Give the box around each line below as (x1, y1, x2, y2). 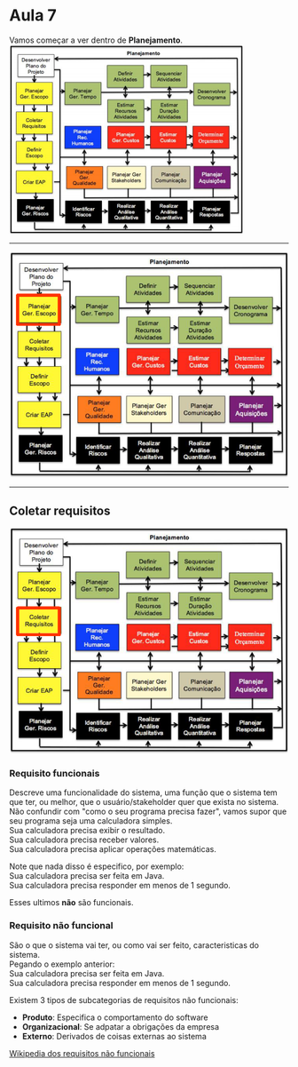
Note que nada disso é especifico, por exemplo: (9, 861, 184, 872)
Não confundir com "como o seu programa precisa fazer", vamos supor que (9, 806, 287, 817)
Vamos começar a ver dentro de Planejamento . (9, 35, 184, 45)
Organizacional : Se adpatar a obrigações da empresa (21, 1021, 220, 1031)
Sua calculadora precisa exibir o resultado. (9, 825, 166, 836)
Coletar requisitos (9, 503, 111, 518)
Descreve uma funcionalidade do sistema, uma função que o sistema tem (9, 787, 278, 798)
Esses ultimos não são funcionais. (9, 897, 134, 908)
